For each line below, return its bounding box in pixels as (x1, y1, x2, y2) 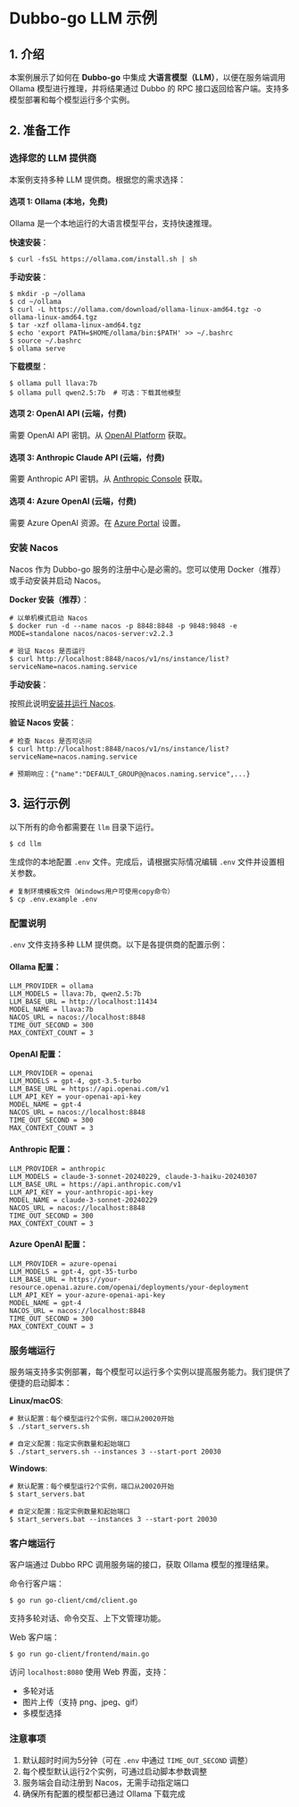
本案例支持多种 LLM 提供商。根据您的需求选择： (9, 174, 187, 184)
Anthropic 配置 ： (9, 1143, 73, 1154)
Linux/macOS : (9, 1396, 63, 1406)
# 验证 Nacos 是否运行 (9, 646, 86, 656)
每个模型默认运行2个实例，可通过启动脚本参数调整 (21, 1766, 208, 1777)
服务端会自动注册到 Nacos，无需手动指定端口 (21, 1777, 189, 1787)
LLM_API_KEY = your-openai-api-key (9, 1092, 142, 1101)
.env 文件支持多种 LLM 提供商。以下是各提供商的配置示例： (9, 938, 228, 949)
